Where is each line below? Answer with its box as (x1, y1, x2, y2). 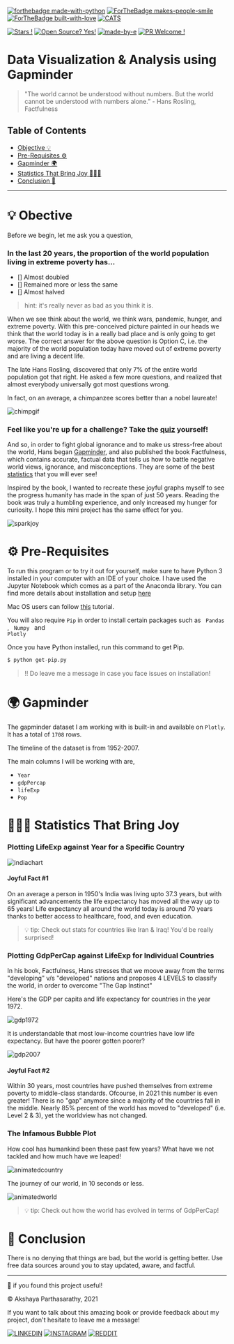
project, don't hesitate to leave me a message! (7, 1315, 141, 1324)
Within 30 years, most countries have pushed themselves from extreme (7, 1082, 212, 1090)
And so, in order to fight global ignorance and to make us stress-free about (7, 440, 223, 449)
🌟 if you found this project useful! (7, 1281, 103, 1290)
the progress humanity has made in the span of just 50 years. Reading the (7, 491, 219, 499)
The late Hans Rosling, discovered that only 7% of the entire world (7, 365, 198, 373)
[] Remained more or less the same (17, 280, 118, 289)
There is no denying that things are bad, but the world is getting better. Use (7, 1254, 223, 1262)
